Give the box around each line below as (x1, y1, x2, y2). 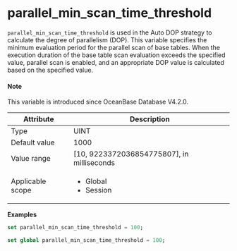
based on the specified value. (7, 66, 94, 74)
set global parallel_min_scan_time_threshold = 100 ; (7, 237, 166, 244)
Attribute (23, 114, 54, 124)
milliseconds (73, 158, 115, 168)
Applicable (11, 176, 47, 186)
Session (85, 185, 112, 195)
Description (129, 114, 171, 124)
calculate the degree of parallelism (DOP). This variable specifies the (7, 35, 207, 44)
